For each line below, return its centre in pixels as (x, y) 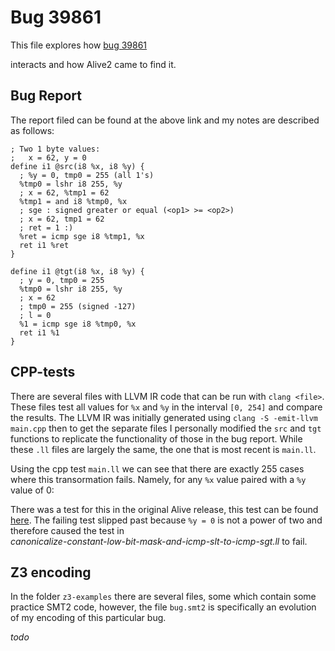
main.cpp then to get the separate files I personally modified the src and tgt (166, 428)
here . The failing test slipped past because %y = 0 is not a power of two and (166, 520)
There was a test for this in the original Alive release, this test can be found (164, 509)
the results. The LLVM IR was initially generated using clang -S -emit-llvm (164, 417)
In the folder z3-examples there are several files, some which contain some (163, 597)
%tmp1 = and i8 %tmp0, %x (73, 201)
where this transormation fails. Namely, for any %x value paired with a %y (158, 479)
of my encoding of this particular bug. (88, 618)
